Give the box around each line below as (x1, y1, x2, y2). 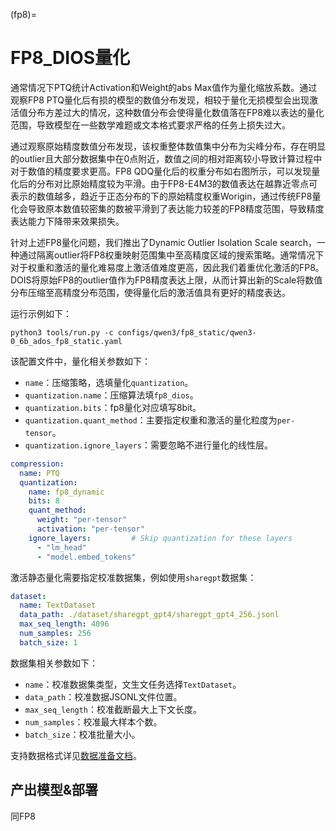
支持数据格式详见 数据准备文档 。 (10, 749, 142, 761)
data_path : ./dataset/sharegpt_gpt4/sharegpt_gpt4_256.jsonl (19, 610, 280, 620)
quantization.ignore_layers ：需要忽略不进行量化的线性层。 (24, 439, 273, 451)
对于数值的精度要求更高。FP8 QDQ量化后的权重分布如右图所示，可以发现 (10, 165, 312, 177)
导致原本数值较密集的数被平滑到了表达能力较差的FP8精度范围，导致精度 (27, 202, 325, 214)
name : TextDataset (19, 600, 97, 611)
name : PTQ (19, 468, 60, 478)
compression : (10, 459, 65, 469)
